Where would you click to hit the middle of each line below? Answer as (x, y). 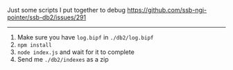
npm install (34, 45)
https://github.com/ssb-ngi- (167, 10)
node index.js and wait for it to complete (76, 52)
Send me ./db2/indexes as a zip (63, 59)
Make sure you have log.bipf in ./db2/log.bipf (85, 37)
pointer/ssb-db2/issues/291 (47, 17)
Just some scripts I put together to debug (67, 10)
